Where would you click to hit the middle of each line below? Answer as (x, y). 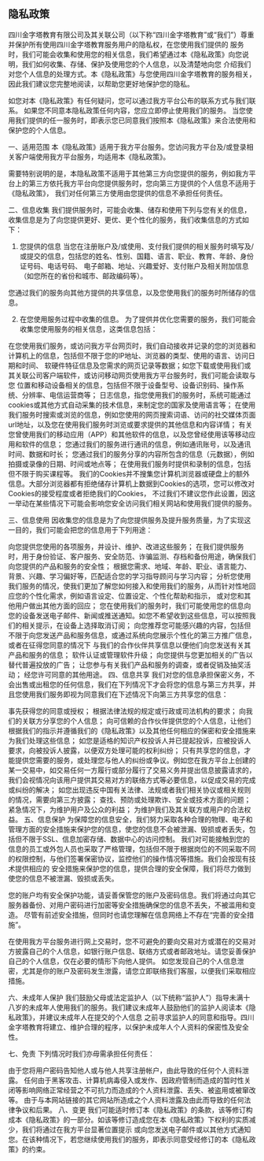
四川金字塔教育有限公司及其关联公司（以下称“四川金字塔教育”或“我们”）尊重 (131, 35)
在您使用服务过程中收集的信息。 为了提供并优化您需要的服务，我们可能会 (137, 319)
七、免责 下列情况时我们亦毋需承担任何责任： (81, 1053)
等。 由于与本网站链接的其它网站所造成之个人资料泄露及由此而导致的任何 (126, 1100)
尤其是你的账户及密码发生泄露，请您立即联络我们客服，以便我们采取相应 (139, 970)
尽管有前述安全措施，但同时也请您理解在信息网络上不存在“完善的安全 (135, 914)
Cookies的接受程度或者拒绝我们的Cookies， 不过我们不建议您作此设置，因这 (132, 493)
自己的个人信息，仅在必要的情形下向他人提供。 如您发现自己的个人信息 (123, 961)
